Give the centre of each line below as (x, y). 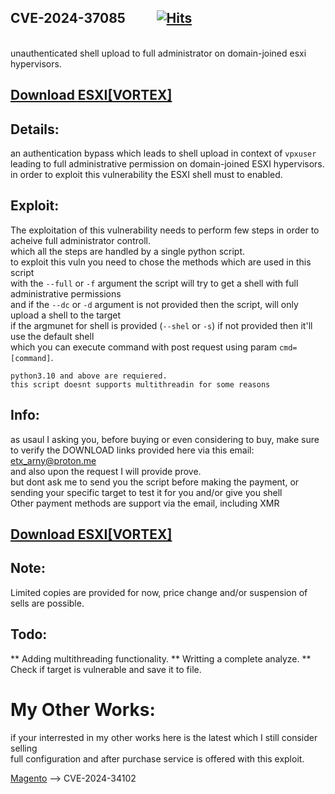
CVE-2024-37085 (68, 18)
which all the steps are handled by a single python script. (128, 251)
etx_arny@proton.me (53, 460)
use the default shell (52, 336)
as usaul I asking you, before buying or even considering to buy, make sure (165, 439)
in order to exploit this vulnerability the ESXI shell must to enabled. (146, 175)
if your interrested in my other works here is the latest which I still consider (164, 737)
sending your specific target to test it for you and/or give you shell (146, 492)
